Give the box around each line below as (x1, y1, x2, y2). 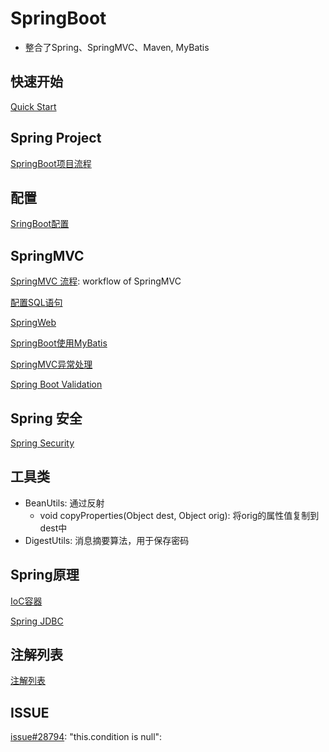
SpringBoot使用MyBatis (10, 337, 108, 349)
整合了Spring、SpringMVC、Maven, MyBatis (24, 41, 210, 53)
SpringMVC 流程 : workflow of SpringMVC (10, 275, 182, 287)
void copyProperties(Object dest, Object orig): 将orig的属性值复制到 (39, 509, 320, 521)
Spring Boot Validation (10, 378, 103, 391)
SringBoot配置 (10, 218, 70, 230)
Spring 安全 (10, 410, 83, 427)
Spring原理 (10, 567, 80, 584)
